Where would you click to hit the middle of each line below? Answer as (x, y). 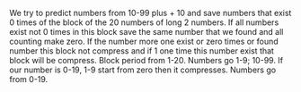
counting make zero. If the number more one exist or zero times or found (144, 41)
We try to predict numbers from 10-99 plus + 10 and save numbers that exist (150, 13)
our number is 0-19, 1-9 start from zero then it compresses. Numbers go (143, 70)
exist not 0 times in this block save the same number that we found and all (146, 32)
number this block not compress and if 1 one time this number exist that (142, 51)
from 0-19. (29, 79)
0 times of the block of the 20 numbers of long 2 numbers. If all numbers (144, 22)
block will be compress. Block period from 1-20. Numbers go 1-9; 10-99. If (146, 60)
